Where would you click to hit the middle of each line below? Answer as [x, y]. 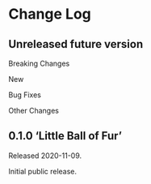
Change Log [50, 14]
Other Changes [34, 111]
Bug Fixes [25, 95]
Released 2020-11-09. [45, 156]
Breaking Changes [39, 63]
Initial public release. [43, 171]
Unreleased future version [76, 44]
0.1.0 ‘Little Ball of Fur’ [65, 136]
